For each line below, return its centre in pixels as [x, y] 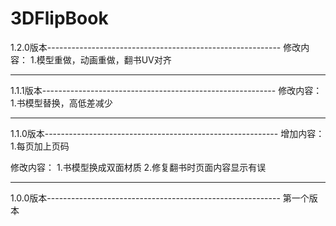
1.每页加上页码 [40, 146]
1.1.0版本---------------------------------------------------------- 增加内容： [167, 133]
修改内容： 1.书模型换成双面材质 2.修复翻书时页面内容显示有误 [138, 167]
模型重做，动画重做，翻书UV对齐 [104, 59]
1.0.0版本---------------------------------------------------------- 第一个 [160, 198]
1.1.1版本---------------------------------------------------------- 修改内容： [166, 90]
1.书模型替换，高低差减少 [61, 103]
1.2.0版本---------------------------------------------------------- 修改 [156, 47]
